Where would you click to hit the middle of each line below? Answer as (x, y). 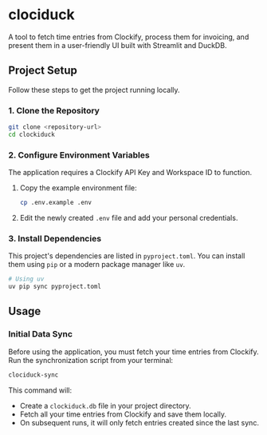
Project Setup (43, 71)
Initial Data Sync (41, 334)
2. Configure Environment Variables (79, 155)
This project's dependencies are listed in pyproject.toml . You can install (127, 256)
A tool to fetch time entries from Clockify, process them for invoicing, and (129, 37)
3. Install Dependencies (55, 238)
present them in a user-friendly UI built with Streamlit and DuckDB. (118, 45)
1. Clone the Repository (54, 110)
